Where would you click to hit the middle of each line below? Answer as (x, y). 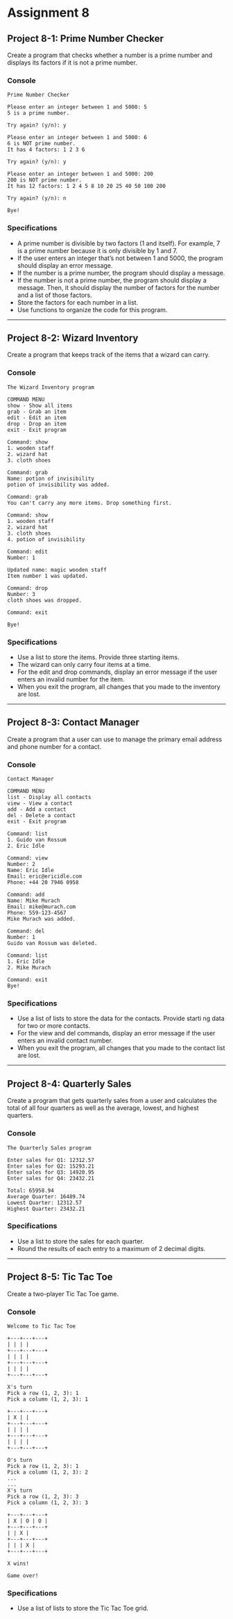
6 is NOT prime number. (42, 144)
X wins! (18, 1563)
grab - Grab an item (37, 412)
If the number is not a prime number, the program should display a (112, 280)
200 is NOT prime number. (44, 180)
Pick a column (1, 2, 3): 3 (48, 1503)
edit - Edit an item (37, 418)
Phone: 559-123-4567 (37, 913)
